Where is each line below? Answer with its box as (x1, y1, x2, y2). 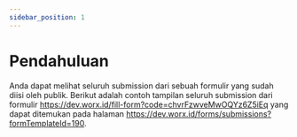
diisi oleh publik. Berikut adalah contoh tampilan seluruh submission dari (9, 89, 273, 100)
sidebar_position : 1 (9, 12, 86, 22)
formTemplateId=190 (9, 118, 85, 128)
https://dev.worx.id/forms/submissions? (126, 108, 272, 119)
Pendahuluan (9, 50, 109, 71)
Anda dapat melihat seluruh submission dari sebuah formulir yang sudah (9, 80, 275, 91)
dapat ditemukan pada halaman (9, 108, 125, 119)
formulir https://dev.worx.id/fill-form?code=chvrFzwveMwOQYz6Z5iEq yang (9, 99, 289, 110)
